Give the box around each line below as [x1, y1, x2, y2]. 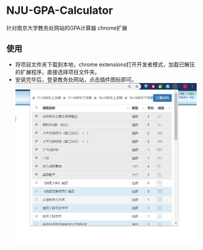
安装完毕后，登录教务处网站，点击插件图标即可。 [14, 76, 137, 83]
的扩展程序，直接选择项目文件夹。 [14, 68, 100, 75]
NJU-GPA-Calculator [6, 4, 114, 17]
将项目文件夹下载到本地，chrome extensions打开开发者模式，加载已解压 [14, 61, 195, 68]
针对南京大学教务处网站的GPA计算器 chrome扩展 [6, 24, 128, 31]
